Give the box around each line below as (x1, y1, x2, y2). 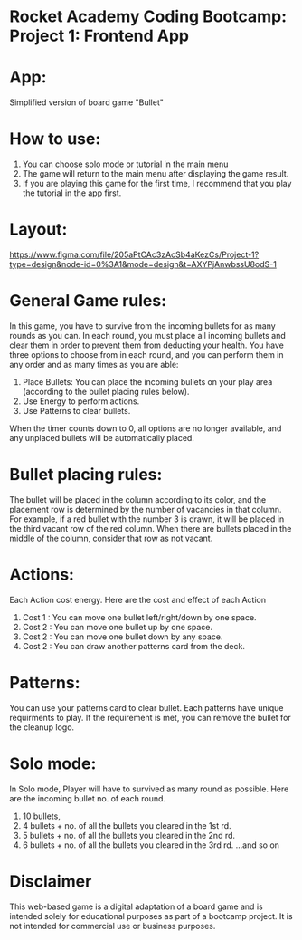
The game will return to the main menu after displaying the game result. (22, 168, 289, 179)
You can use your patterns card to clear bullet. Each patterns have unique (9, 702, 284, 713)
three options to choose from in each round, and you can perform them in (9, 349, 284, 360)
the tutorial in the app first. (22, 187, 122, 198)
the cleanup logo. (9, 722, 75, 733)
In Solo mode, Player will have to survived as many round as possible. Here (9, 783, 289, 794)
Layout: (9, 219, 68, 240)
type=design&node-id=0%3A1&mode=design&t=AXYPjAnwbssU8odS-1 (9, 259, 278, 269)
